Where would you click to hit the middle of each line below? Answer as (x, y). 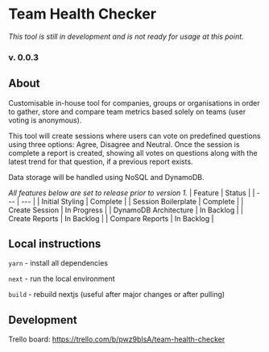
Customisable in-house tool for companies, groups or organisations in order (134, 103)
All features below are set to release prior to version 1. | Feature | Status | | (132, 193)
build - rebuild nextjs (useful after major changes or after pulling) (117, 295)
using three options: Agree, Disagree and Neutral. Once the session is (124, 144)
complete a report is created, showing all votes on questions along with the (133, 153)
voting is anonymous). (45, 120)
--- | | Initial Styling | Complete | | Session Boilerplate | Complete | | (132, 201)
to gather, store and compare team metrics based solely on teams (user (127, 111)
